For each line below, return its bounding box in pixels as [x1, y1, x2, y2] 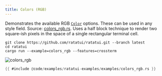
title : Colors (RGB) [5, 7, 47, 12]
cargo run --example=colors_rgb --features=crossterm [5, 48, 117, 53]
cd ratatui [5, 44, 27, 49]
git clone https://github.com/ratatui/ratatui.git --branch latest [5, 40, 145, 45]
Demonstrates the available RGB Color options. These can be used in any [5, 20, 153, 26]
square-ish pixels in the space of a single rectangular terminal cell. [5, 30, 139, 36]
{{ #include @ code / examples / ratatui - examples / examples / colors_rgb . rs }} [5, 66, 156, 71]
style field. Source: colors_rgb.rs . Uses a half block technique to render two [5, 25, 157, 31]
